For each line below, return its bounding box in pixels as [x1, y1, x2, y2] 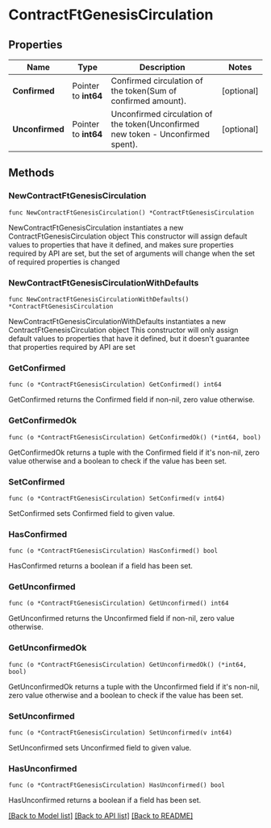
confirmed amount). [110, 95, 187, 106]
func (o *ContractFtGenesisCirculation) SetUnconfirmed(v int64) [8, 729, 232, 737]
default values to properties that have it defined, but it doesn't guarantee [8, 333, 250, 343]
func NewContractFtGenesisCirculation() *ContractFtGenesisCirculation [8, 208, 254, 217]
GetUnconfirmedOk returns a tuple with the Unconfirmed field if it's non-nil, [8, 681, 260, 691]
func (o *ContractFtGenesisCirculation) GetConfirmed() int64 [8, 381, 222, 389]
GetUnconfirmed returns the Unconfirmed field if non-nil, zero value [8, 614, 236, 623]
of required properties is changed [8, 256, 120, 267]
